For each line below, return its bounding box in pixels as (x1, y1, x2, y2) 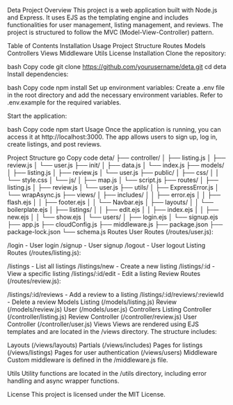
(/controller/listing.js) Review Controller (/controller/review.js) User (7, 313, 198, 321)
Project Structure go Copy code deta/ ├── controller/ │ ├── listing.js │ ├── (7, 153, 226, 162)
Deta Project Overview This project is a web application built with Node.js (7, 6, 218, 14)
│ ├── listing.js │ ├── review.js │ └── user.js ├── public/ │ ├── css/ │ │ (7, 169, 220, 176)
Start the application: (7, 112, 67, 120)
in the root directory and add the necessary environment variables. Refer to (7, 91, 223, 99)
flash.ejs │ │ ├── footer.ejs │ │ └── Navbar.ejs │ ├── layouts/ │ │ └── (7, 198, 214, 206)
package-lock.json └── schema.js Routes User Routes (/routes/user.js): (7, 228, 214, 236)
